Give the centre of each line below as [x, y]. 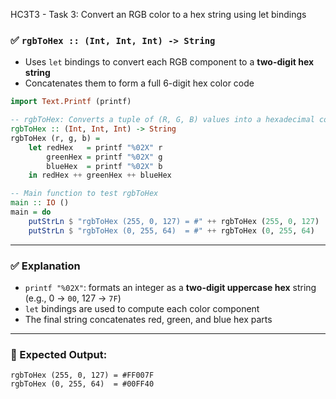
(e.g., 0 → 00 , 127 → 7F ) [73, 298]
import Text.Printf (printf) [71, 102]
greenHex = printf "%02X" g [104, 157]
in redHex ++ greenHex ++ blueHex [100, 175]
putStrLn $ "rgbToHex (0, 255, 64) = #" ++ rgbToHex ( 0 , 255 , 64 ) [171, 230]
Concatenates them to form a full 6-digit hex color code [139, 83]
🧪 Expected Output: [59, 354]
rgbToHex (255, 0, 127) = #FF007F [82, 375]
